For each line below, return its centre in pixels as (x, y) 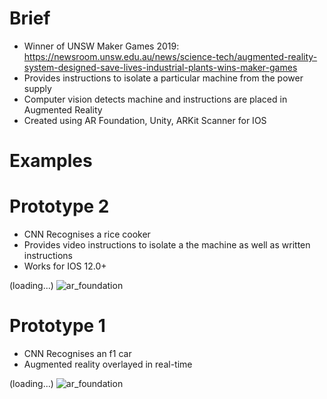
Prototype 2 (59, 206)
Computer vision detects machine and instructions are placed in (155, 99)
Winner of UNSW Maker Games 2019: (101, 46)
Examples (51, 161)
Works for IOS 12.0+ (65, 266)
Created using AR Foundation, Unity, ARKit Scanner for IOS (145, 120)
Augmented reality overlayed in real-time (108, 364)
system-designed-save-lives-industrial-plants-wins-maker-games (160, 67)
